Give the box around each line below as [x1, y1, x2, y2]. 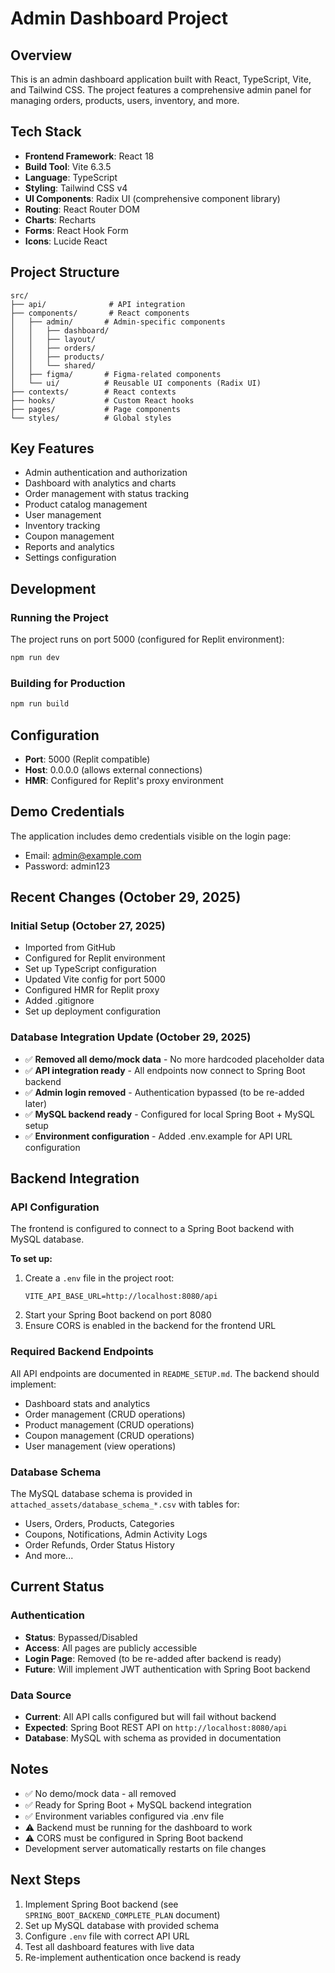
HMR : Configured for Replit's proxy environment [24, 774, 224, 786]
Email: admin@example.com [24, 849, 142, 861]
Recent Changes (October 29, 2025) [10, 889, 242, 906]
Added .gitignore [24, 995, 95, 1007]
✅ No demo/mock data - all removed [24, 1787, 177, 1799]
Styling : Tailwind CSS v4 [24, 182, 128, 194]
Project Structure [10, 264, 120, 281]
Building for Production [10, 676, 126, 690]
